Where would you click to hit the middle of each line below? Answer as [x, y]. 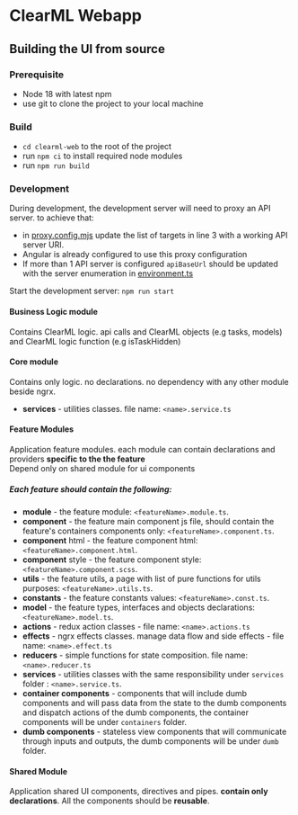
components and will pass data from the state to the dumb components [154, 703]
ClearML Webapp [75, 16]
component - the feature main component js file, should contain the [148, 522]
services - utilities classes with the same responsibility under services [153, 675]
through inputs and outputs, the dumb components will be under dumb [151, 741]
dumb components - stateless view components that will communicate [154, 732]
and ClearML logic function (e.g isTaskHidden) [95, 341]
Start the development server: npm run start [92, 291]
